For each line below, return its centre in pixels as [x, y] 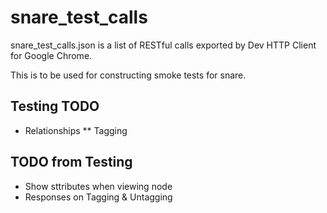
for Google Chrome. [51, 55]
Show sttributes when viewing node [98, 186]
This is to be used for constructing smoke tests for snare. [128, 75]
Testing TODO [55, 106]
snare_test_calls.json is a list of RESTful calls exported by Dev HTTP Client [163, 45]
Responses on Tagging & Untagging [98, 197]
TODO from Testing [71, 162]
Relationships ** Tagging [76, 130]
